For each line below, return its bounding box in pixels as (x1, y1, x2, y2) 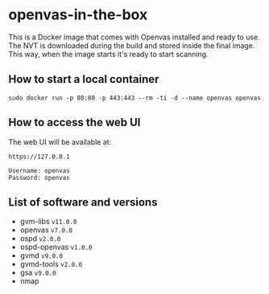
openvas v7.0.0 (19, 225, 72, 235)
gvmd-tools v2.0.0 (19, 259, 83, 269)
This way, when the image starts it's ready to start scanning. (8, 49, 209, 59)
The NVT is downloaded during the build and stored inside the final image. (8, 40, 255, 50)
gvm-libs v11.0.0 (19, 217, 77, 227)
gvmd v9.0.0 (19, 251, 63, 260)
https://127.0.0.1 (8, 153, 70, 161)
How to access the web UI (8, 116, 141, 129)
